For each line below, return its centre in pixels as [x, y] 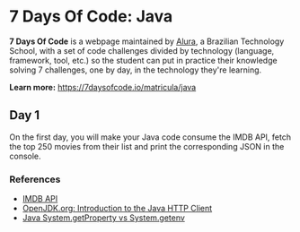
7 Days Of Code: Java [91, 17]
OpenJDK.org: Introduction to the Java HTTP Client [117, 209]
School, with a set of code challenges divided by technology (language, [142, 50]
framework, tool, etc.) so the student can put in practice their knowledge [143, 60]
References [35, 179]
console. [26, 156]
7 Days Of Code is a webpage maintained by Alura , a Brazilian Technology [147, 41]
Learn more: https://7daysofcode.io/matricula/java [103, 87]
